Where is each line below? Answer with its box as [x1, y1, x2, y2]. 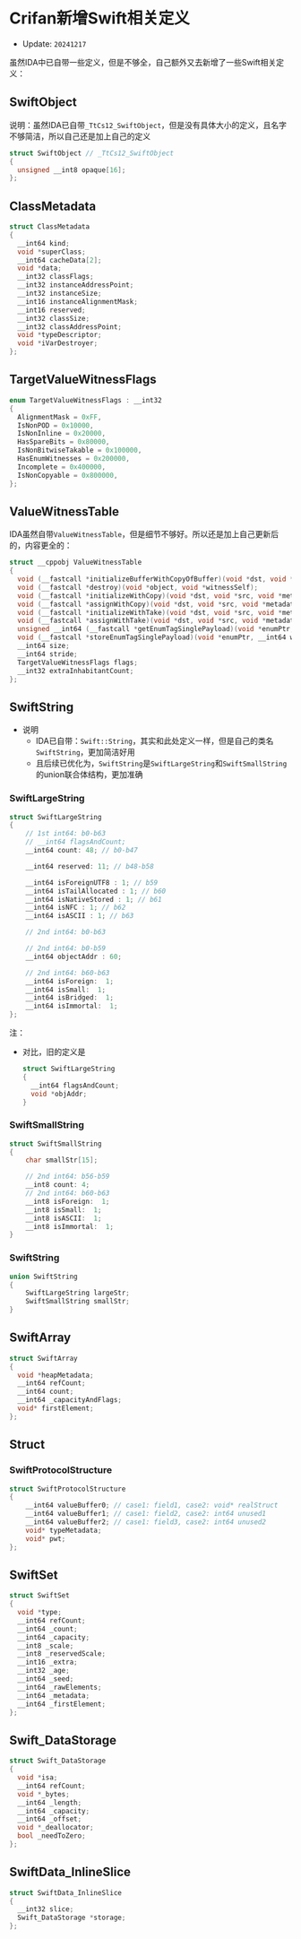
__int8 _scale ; [17, 1641, 74, 1650]
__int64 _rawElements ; [17, 1683, 102, 1692]
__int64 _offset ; [17, 1814, 82, 1824]
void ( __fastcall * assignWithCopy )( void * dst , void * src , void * [17, 600, 267, 609]
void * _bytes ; [17, 1789, 70, 1798]
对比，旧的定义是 [21, 1046, 86, 1058]
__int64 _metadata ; [17, 1691, 90, 1700]
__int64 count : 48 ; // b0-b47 [25, 846, 139, 855]
